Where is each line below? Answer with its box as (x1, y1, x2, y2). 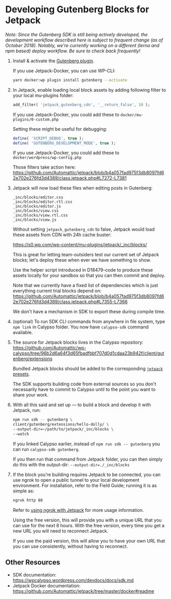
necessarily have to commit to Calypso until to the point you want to (12, 386, 156, 393)
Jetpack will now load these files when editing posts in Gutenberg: (12, 185, 153, 191)
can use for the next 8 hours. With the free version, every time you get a (12, 522, 165, 528)
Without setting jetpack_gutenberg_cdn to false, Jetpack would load (12, 226, 155, 233)
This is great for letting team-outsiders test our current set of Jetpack (12, 252, 159, 258)
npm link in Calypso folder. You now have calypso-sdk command (12, 324, 149, 330)
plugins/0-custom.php (12, 117, 59, 122)
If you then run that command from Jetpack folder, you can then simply (12, 456, 163, 462)
